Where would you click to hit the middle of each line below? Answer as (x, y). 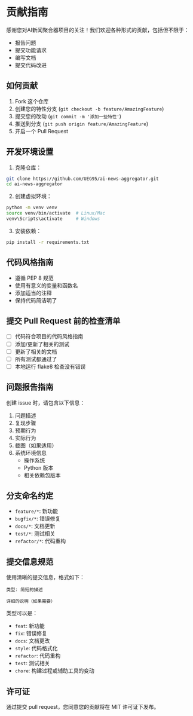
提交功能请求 (30, 50)
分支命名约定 (30, 496)
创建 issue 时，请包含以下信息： (46, 403)
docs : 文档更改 (32, 641)
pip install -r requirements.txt (48, 242)
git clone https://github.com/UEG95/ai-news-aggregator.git (83, 179)
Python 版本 (39, 467)
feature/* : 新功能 (36, 511)
